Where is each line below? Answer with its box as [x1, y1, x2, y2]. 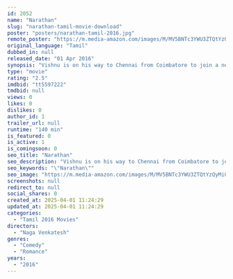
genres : [7, 235, 30, 242]
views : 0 [7, 94, 33, 101]
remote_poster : [7, 36, 51, 43]
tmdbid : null [7, 87, 45, 94]
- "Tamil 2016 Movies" [13, 216, 79, 223]
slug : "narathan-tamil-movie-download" [7, 23, 123, 30]
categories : [7, 210, 42, 217]
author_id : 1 [7, 113, 45, 120]
